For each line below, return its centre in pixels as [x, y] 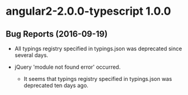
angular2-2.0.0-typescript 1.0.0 [89, 11]
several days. [31, 55]
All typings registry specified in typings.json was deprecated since [98, 48]
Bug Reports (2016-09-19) [57, 34]
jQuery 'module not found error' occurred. [67, 67]
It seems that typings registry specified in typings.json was [98, 79]
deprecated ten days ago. [56, 85]
